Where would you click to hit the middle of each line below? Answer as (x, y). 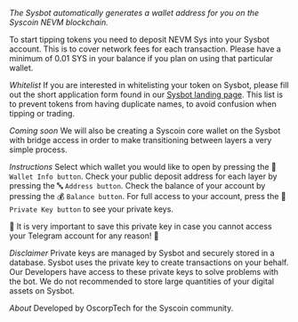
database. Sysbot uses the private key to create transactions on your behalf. (149, 262)
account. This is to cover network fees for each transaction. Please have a (145, 49)
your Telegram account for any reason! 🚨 (84, 236)
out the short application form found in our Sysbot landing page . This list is (146, 94)
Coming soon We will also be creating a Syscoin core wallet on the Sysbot (145, 131)
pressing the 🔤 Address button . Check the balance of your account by (137, 185)
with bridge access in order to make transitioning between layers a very (141, 140)
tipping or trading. (42, 113)
